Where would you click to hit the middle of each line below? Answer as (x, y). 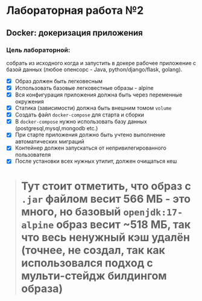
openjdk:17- (153, 212)
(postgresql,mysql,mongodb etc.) (56, 128)
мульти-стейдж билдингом (94, 276)
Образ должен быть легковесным (59, 81)
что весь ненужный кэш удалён (105, 237)
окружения (29, 102)
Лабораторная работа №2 (75, 11)
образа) (42, 289)
